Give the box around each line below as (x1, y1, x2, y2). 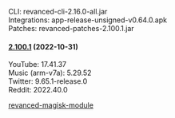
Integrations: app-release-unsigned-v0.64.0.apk (8, 15, 168, 25)
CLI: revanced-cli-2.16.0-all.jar (8, 7, 108, 16)
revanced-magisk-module (8, 100, 94, 110)
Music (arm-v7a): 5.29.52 (8, 68, 92, 78)
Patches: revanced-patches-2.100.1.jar (8, 24, 134, 33)
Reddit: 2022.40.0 (8, 85, 68, 95)
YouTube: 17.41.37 (8, 60, 66, 69)
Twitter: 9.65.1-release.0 (8, 77, 88, 86)
